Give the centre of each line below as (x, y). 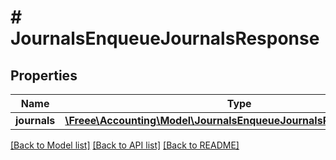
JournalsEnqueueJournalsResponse (165, 38)
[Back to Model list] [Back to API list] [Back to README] (125, 145)
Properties (44, 75)
